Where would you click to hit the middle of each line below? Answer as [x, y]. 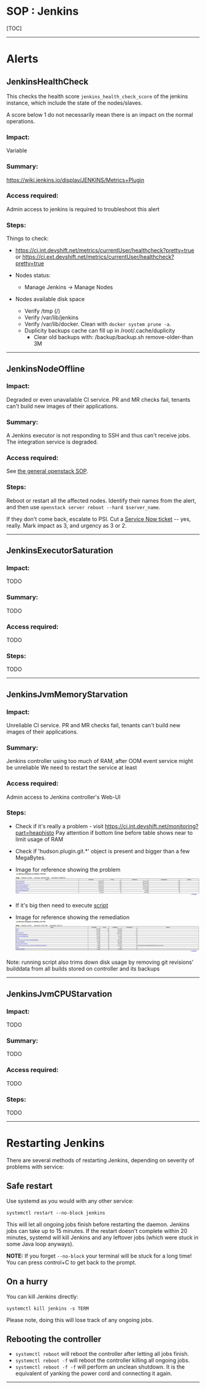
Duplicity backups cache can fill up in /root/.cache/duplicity [100, 331]
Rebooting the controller [54, 1339]
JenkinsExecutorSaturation [60, 551]
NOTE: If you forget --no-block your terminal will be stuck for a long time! [99, 1256]
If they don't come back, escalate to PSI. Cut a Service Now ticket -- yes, [99, 519]
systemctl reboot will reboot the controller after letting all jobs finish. [102, 1354]
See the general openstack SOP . [47, 471]
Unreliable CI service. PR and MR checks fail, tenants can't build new [93, 725]
